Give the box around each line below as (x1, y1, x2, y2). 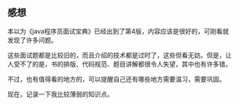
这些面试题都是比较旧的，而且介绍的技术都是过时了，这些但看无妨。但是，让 (7, 50, 232, 59)
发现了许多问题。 (7, 35, 58, 44)
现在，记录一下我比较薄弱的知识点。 (7, 89, 114, 98)
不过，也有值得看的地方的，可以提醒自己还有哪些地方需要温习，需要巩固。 (7, 74, 225, 83)
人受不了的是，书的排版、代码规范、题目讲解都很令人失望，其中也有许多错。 (7, 60, 232, 68)
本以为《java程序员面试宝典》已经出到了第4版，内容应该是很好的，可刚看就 (7, 27, 229, 35)
